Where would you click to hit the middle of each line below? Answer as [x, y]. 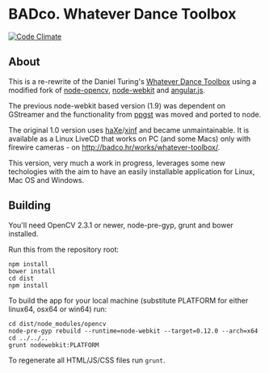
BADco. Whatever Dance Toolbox [122, 14]
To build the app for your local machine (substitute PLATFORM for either [128, 300]
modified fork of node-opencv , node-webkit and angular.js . [107, 90]
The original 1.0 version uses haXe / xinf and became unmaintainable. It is [129, 129]
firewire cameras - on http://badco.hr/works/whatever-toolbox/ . [114, 147]
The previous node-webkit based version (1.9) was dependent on [117, 105]
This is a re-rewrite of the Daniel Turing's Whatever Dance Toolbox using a [132, 81]
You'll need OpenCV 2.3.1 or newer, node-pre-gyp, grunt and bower [121, 225]
